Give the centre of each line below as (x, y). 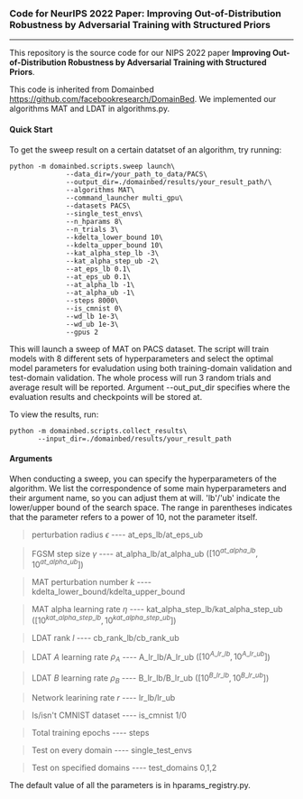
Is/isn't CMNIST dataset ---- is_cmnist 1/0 (109, 715)
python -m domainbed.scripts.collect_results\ (98, 431)
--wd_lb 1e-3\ (92, 316)
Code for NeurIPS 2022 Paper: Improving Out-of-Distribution (145, 14)
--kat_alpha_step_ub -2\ (113, 261)
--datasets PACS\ (98, 206)
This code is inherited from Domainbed (82, 89)
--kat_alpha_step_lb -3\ (113, 253)
